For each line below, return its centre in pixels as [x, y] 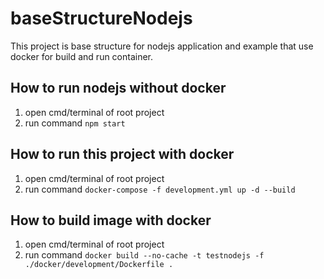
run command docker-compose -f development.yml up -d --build [160, 189]
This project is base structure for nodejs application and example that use [162, 46]
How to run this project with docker [122, 154]
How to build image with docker [111, 220]
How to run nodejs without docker [118, 88]
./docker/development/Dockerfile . [99, 265]
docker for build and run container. [82, 56]
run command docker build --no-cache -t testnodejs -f [144, 255]
